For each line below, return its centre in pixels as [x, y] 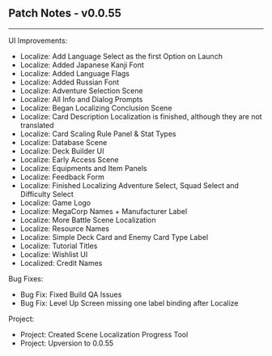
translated [37, 125]
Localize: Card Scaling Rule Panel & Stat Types [98, 134]
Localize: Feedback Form [62, 177]
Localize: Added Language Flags [74, 73]
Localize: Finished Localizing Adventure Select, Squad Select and [129, 185]
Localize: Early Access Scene [69, 159]
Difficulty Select [47, 194]
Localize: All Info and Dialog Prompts [81, 99]
